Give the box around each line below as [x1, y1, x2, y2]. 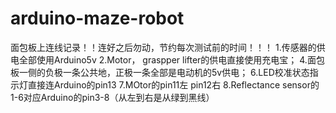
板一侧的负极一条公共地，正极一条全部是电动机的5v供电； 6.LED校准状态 [10, 66, 310, 78]
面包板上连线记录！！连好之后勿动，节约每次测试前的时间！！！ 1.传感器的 [10, 41, 317, 53]
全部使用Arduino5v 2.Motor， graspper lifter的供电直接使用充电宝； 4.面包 [18, 53, 325, 66]
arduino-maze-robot [10, 7, 185, 30]
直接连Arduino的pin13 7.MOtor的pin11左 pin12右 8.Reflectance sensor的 [27, 78, 320, 91]
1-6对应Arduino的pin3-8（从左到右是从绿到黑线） [10, 91, 215, 103]
